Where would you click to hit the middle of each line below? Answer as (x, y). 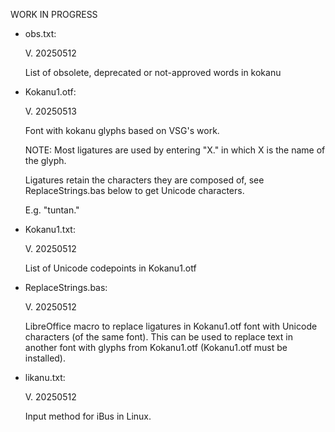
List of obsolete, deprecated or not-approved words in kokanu (153, 72)
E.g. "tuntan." (52, 210)
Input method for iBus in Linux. (88, 416)
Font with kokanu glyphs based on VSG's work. (122, 130)
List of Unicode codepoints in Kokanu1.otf (110, 268)
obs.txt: (40, 33)
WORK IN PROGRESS (54, 14)
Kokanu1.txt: (50, 229)
